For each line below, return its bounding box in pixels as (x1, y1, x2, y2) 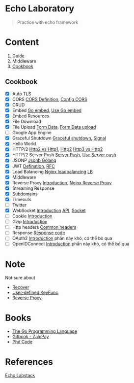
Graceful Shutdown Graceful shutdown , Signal (12, 135, 107, 141)
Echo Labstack (5, 373, 35, 379)
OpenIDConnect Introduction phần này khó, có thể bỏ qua (12, 241, 130, 247)
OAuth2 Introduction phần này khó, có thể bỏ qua (12, 235, 112, 242)
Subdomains (12, 191, 38, 197)
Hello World (12, 141, 36, 147)
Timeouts (12, 196, 32, 202)
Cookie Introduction (12, 213, 53, 219)
